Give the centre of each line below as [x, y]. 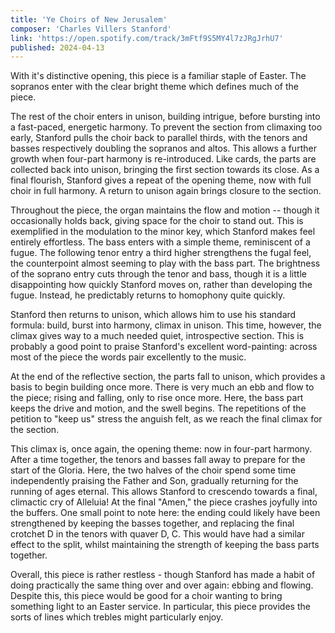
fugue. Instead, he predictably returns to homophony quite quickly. [148, 295]
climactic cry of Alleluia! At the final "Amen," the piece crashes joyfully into [164, 502]
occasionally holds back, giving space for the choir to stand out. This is [157, 221]
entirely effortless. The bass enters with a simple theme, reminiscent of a [160, 242]
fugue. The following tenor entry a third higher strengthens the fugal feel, [161, 253]
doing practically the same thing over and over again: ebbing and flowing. [162, 585]
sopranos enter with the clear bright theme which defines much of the [154, 87]
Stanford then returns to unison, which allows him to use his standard [153, 315]
